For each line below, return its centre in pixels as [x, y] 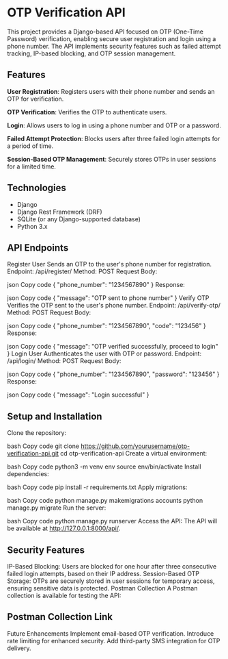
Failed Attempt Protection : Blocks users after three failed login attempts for [114, 138]
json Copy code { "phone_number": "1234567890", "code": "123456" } [106, 326]
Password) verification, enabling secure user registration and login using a [112, 38]
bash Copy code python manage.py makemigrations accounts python [105, 501]
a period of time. [30, 146]
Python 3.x [32, 226]
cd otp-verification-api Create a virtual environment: [134, 453]
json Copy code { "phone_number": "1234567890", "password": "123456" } [113, 374]
